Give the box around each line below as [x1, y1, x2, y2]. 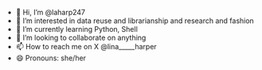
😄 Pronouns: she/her [15, 53, 86, 63]
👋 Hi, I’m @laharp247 [15, 8, 86, 17]
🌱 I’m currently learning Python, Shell [15, 25, 138, 33]
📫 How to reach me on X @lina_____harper [15, 42, 157, 51]
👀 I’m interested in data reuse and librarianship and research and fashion [15, 16, 255, 25]
